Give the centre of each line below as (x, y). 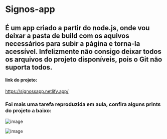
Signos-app (30, 9)
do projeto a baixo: (28, 110)
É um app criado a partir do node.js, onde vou (77, 28)
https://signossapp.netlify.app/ (37, 91)
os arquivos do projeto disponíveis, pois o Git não (84, 59)
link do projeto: (21, 80)
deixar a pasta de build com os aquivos (67, 36)
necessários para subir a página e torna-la (73, 44)
